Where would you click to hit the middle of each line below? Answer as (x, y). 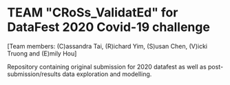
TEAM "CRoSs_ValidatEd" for (93, 13)
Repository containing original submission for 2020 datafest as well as (107, 66)
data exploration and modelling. (107, 74)
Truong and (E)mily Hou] (42, 53)
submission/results (34, 74)
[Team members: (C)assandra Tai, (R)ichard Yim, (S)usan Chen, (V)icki (107, 46)
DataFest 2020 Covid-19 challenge (108, 27)
